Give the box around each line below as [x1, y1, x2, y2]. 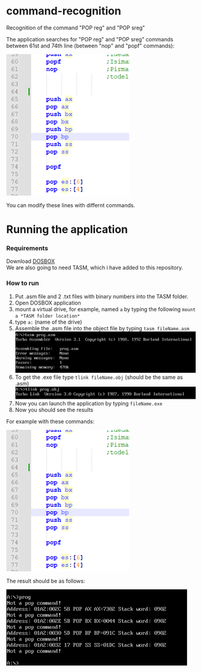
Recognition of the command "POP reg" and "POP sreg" [6, 24, 145, 31]
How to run [6, 279, 39, 288]
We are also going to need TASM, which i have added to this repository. [6, 264, 183, 271]
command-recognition [6, 4, 121, 18]
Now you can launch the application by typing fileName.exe [14, 400, 163, 407]
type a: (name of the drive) [14, 318, 82, 325]
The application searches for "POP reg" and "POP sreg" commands [6, 35, 174, 43]
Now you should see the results [14, 407, 94, 414]
